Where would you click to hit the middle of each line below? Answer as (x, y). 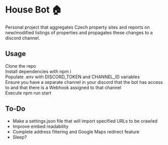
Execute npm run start (28, 93)
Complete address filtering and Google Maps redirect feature (76, 131)
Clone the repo (21, 66)
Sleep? (20, 137)
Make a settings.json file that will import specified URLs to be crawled (85, 121)
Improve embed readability (41, 126)
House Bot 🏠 (34, 10)
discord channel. (23, 38)
